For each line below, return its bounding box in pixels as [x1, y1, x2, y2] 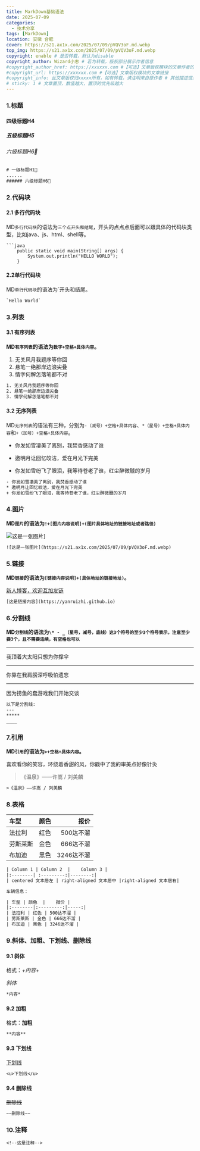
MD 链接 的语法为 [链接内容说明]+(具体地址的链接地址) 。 [6, 574, 130, 581]
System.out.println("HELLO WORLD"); [27, 253, 118, 259]
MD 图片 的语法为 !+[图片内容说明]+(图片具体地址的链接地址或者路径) [6, 520, 157, 527]
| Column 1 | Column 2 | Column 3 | [6, 867, 108, 872]
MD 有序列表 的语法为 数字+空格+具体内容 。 [6, 343, 100, 351]
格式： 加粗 [6, 1019, 33, 1027]
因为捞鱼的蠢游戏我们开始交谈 [6, 690, 79, 697]
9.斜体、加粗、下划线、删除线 [6, 936, 92, 944]
